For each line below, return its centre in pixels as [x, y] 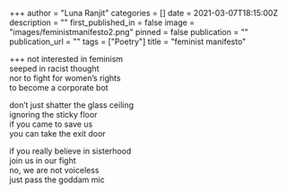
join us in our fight [43, 160]
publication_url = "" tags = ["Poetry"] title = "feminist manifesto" [128, 41]
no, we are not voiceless [54, 170]
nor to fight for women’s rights [65, 78]
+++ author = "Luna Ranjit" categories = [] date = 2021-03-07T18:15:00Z [143, 13]
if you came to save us [51, 124]
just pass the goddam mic [57, 180]
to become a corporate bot [59, 88]
